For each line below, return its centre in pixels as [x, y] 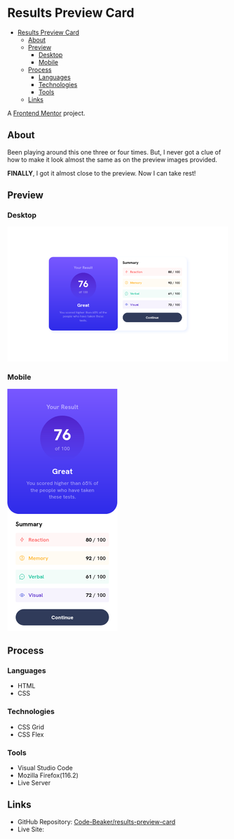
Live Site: [30, 829]
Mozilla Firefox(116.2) [48, 775]
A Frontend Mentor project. [46, 113]
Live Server [34, 783]
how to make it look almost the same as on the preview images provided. [112, 159]
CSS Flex [30, 734]
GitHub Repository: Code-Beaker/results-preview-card [96, 821]
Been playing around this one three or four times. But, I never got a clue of [114, 152]
